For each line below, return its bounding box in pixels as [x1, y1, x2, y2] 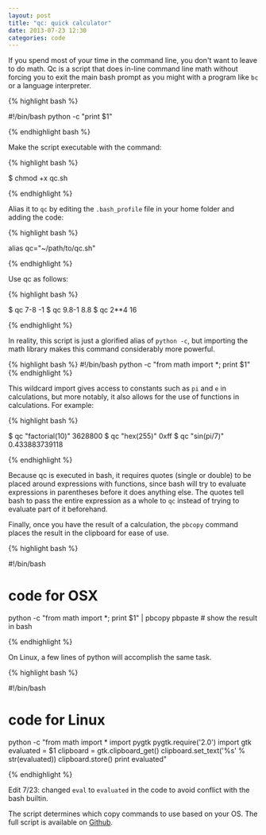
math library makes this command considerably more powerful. [8, 344, 216, 354]
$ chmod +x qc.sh [8, 173, 68, 183]
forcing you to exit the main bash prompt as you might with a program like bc [8, 72, 259, 82]
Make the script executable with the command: [8, 142, 162, 152]
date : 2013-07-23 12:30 [8, 26, 87, 34]
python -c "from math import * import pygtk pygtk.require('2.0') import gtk [8, 737, 252, 748]
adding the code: [8, 212, 64, 223]
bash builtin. [8, 794, 49, 803]
